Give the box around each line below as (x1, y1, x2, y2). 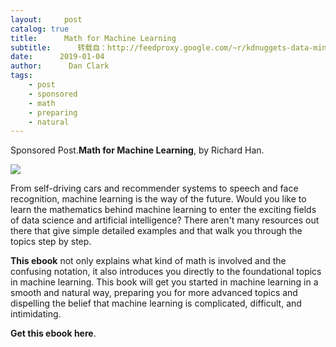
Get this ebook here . (10, 327, 97, 340)
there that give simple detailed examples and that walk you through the (10, 225, 303, 237)
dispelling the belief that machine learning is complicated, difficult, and (10, 297, 302, 310)
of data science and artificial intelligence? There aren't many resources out (10, 214, 320, 226)
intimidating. (10, 308, 62, 320)
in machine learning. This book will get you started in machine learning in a (10, 276, 319, 288)
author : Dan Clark (10, 61, 110, 71)
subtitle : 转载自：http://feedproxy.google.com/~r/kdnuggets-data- (10, 42, 314, 53)
